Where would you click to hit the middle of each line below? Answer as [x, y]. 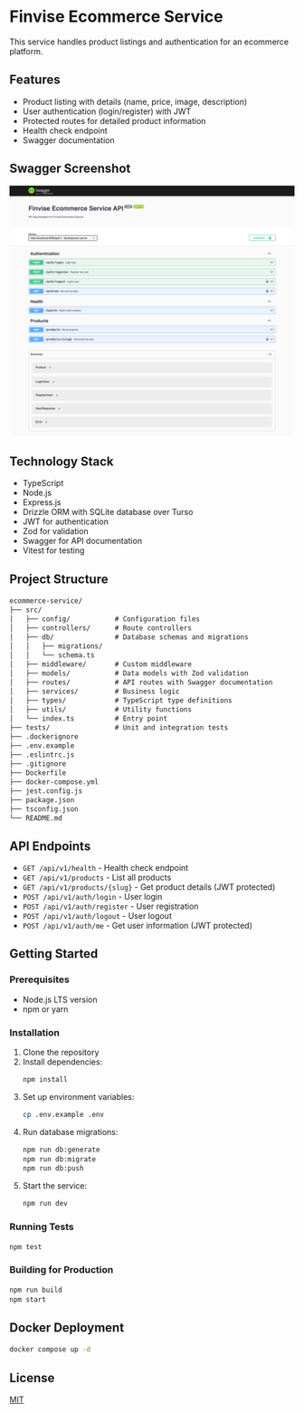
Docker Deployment [67, 1327]
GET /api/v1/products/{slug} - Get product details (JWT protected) [149, 887]
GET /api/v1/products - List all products [97, 877]
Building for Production [62, 1270]
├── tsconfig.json [44, 809]
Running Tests [42, 1227]
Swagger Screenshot [70, 169]
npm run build [36, 1290]
